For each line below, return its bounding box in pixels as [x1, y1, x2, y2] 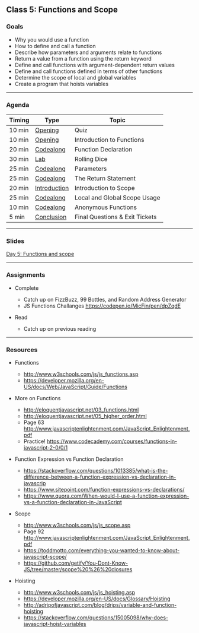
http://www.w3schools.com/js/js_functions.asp [23, 371, 139, 378]
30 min [9, 154, 29, 163]
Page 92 [23, 528, 44, 535]
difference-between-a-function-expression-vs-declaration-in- [23, 473, 176, 480]
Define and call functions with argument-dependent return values [14, 61, 175, 68]
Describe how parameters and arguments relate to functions [14, 49, 162, 56]
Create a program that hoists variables [14, 80, 108, 87]
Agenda [6, 100, 30, 109]
